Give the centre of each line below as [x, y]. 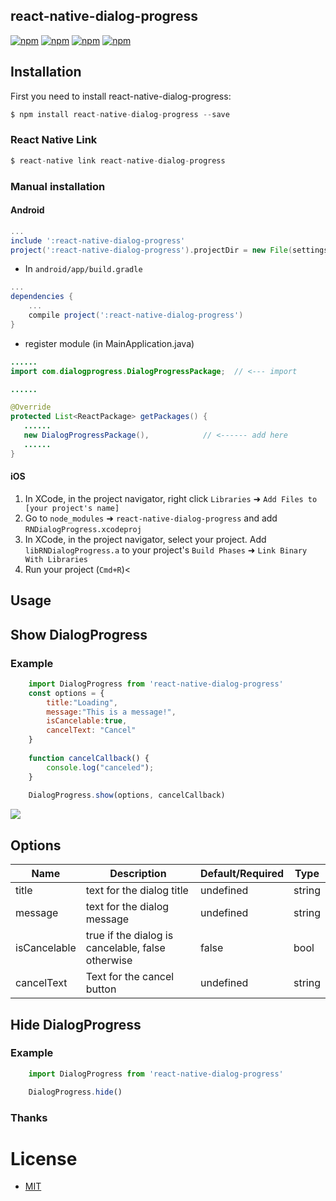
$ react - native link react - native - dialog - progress [118, 160]
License [44, 1158]
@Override [31, 407]
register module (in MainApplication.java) [109, 343]
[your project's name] [72, 508]
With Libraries [56, 559]
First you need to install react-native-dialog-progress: [121, 96]
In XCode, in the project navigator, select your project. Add [145, 539]
